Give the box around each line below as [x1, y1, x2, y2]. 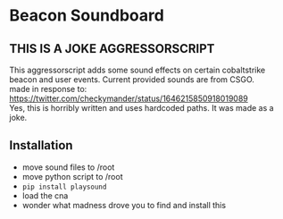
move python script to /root [21, 171, 123, 181]
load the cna [21, 190, 69, 201]
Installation [9, 138, 73, 153]
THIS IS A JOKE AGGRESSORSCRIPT [9, 41, 215, 56]
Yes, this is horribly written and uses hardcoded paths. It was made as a [9, 103, 274, 113]
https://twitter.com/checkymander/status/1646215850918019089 [9, 93, 248, 104]
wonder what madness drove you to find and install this [21, 199, 226, 210]
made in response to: [9, 84, 87, 94]
